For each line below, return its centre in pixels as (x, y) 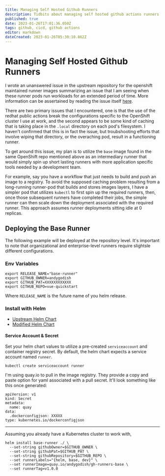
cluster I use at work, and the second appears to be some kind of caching (80, 121)
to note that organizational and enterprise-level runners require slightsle (78, 246)
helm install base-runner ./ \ (37, 443)
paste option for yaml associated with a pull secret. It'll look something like (81, 380)
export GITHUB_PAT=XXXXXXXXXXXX (38, 282)
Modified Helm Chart (33, 324)
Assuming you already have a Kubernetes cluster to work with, (68, 434)
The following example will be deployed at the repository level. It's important (82, 240)
